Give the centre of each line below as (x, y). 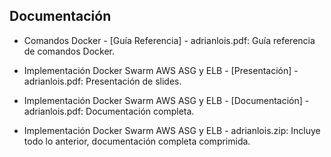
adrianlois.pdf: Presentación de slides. (102, 81)
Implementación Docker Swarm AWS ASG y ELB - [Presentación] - (161, 70)
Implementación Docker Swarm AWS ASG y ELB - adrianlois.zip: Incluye (172, 130)
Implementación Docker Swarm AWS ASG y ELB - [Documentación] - (166, 100)
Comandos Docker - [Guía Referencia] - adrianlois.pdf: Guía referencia (169, 40)
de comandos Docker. (69, 51)
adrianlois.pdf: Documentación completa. (109, 111)
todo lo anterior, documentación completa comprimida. (137, 141)
